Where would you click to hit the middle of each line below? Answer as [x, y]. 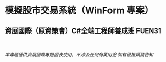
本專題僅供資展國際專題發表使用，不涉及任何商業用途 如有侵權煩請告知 [79, 55]
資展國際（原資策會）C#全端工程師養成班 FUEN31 [83, 31]
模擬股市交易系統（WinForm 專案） [79, 10]
